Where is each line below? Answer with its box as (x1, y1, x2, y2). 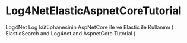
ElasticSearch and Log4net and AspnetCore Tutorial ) (5, 29, 136, 37)
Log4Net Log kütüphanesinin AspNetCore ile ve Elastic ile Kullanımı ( (5, 24, 173, 31)
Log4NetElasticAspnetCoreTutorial (5, 4, 182, 18)
